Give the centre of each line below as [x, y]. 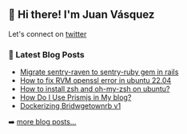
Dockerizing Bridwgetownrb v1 [70, 106]
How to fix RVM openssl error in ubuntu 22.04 [95, 81]
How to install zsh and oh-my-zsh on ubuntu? [95, 89]
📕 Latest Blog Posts [47, 54]
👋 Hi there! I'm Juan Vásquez [82, 15]
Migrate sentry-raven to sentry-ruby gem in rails [99, 72]
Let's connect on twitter [48, 33]
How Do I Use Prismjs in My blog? [76, 97]
